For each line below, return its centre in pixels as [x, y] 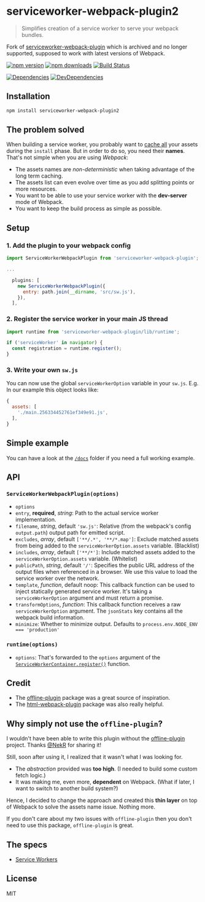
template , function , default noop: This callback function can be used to [105, 585]
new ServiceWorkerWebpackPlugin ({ [61, 286]
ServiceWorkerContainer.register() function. [73, 664]
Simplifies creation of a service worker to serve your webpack [100, 28]
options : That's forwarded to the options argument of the [88, 657]
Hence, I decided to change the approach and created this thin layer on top [102, 801]
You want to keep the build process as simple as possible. [88, 209]
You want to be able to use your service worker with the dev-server [101, 195]
